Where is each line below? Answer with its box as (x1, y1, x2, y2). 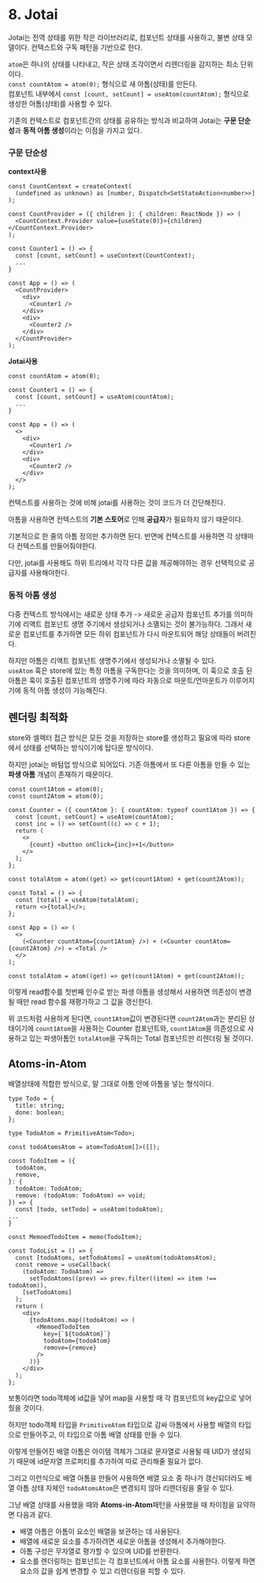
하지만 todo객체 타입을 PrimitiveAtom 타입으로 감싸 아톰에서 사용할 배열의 (8, 1420, 237, 1430)
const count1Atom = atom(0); (8, 785, 104, 794)
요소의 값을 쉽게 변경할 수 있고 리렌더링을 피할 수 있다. (19, 1566, 186, 1576)
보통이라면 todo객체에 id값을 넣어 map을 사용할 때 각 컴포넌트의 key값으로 (8, 1393, 237, 1403)
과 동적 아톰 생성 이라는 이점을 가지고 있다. (14, 125, 143, 135)
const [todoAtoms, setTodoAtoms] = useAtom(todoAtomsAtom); (15, 1254, 217, 1262)
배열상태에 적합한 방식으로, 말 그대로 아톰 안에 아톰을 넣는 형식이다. (8, 1079, 214, 1089)
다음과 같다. (16, 1510, 53, 1520)
